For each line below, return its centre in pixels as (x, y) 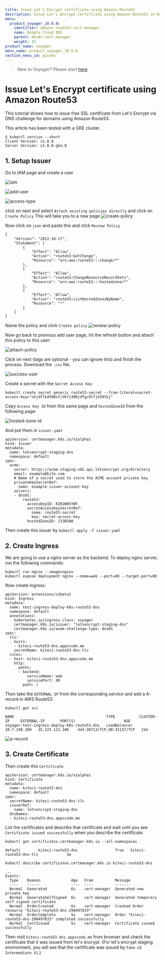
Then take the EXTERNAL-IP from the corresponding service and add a (75, 694)
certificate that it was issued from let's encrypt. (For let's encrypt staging (79, 942)
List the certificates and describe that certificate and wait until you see (77, 827)
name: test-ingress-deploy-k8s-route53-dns (55, 607)
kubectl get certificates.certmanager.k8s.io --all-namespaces (71, 841)
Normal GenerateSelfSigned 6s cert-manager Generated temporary (83, 898)
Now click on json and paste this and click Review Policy (63, 226)
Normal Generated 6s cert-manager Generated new (77, 889)
